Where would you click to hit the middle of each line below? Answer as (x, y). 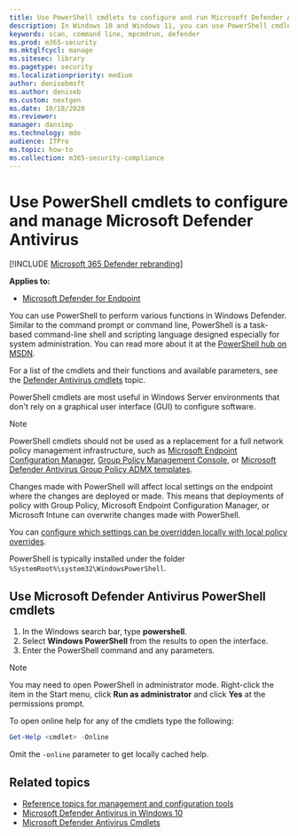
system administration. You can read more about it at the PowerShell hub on (148, 344)
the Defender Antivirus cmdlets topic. (78, 380)
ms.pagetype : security (51, 68)
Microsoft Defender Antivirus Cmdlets (91, 822)
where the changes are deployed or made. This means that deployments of (147, 496)
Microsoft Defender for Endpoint (81, 299)
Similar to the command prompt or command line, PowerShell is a (129, 325)
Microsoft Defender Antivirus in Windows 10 (102, 813)
